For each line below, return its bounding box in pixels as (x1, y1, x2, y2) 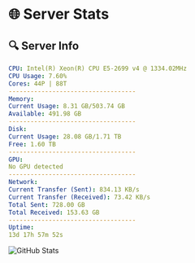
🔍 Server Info (8, 38, 80, 53)
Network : (8, 178, 38, 186)
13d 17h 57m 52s (8, 231, 63, 239)
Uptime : (8, 223, 35, 232)
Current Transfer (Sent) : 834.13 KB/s (8, 186, 140, 194)
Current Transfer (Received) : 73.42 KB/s (8, 193, 151, 201)
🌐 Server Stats (8, 5, 110, 24)
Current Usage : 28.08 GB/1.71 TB (8, 132, 122, 141)
